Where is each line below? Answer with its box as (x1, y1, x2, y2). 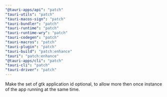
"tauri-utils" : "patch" (5, 12, 55, 17)
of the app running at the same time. (5, 87, 80, 92)
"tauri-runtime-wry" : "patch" (5, 30, 68, 35)
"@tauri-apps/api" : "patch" (5, 7, 64, 12)
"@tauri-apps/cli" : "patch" (5, 58, 64, 63)
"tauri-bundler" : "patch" (5, 21, 59, 26)
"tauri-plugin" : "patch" (5, 44, 57, 49)
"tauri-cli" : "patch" (5, 63, 50, 68)
